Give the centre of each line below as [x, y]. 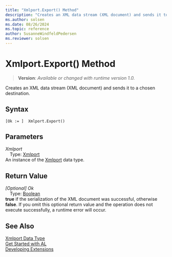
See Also [20, 226]
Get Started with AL [26, 244]
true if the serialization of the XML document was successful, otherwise [81, 199]
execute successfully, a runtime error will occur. [56, 210]
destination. [18, 93]
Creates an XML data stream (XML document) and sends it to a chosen [80, 88]
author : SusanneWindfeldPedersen [41, 34]
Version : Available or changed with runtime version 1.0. [76, 78]
